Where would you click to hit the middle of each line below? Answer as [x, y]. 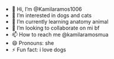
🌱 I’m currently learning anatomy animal [60, 22]
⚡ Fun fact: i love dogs [39, 50]
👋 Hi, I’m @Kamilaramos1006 [47, 9]
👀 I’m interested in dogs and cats [52, 15]
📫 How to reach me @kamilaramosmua [60, 35]
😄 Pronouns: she [33, 43]
